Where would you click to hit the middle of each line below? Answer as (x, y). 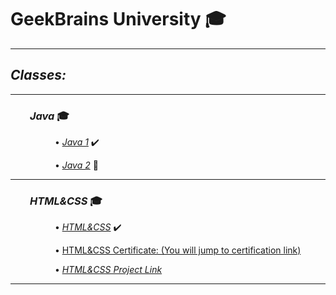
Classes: (38, 75)
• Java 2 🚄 (76, 165)
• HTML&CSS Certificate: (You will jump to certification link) (178, 250)
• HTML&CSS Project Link (108, 270)
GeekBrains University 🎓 (118, 19)
